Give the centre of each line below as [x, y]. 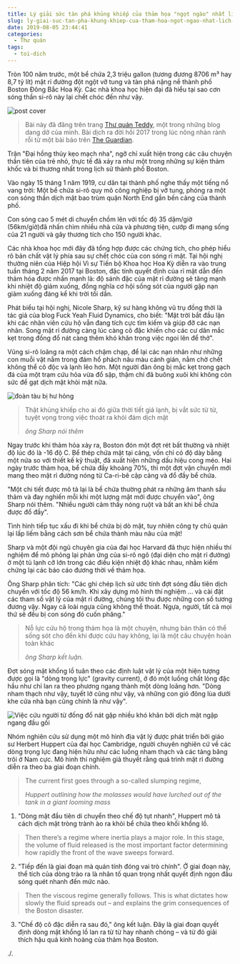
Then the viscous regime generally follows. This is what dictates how [126, 895]
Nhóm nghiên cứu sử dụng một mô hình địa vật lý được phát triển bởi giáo [116, 736]
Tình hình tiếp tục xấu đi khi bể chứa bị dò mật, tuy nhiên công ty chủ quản [118, 526]
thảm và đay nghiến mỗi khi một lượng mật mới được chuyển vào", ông [111, 496]
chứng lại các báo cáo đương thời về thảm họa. [77, 570]
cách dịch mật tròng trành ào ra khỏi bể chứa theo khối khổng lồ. [113, 823]
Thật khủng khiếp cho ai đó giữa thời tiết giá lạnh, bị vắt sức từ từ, [121, 410]
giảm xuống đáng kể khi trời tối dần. [60, 293]
